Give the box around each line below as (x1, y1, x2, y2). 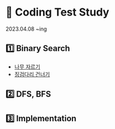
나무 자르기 (14, 63, 41, 70)
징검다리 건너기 (14, 70, 50, 77)
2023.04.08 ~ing (5, 25, 47, 32)
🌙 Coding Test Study (5, 5, 110, 19)
